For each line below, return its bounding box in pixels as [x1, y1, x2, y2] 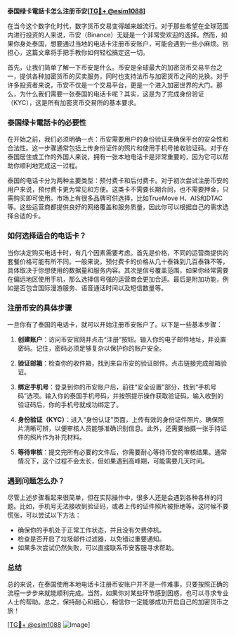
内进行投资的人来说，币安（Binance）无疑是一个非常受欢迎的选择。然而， [7, 31, 222, 39]
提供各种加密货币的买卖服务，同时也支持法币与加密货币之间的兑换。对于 [19, 72, 229, 80]
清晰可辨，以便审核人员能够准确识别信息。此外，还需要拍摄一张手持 [23, 424, 221, 432]
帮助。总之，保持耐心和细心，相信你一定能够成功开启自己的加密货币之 [25, 598, 229, 606]
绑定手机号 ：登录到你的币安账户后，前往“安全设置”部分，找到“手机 [17, 382, 211, 391]
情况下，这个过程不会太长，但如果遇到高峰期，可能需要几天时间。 [17, 456, 209, 465]
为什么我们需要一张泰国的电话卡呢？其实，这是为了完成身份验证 [19, 89, 204, 98]
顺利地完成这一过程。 [19, 161, 81, 170]
